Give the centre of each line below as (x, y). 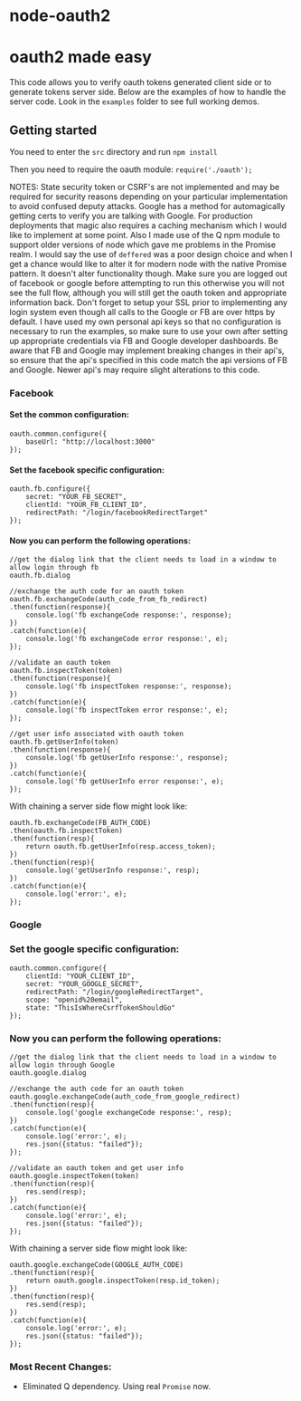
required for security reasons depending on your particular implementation (149, 197)
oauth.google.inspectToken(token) (75, 1175)
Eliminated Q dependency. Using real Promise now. (116, 1387)
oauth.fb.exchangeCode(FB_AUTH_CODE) (80, 823)
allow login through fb (54, 568)
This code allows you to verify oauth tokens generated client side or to (141, 82)
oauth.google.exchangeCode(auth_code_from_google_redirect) (125, 1097)
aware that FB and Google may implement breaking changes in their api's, (147, 350)
